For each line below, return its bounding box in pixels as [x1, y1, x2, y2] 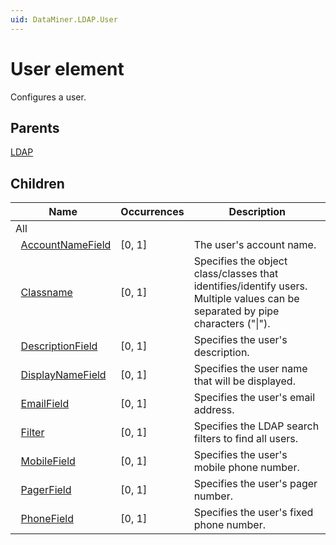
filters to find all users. [193, 432, 299, 446]
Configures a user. [10, 91, 87, 103]
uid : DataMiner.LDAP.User [10, 14, 118, 25]
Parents [10, 119, 60, 136]
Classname [20, 286, 73, 300]
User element [10, 57, 125, 80]
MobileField [20, 454, 76, 468]
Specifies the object [193, 254, 288, 268]
